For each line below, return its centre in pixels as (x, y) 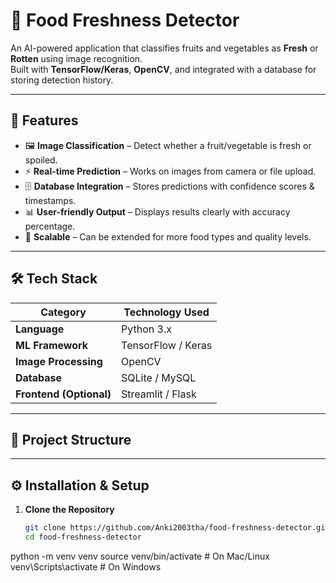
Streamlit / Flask (159, 394)
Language (40, 329)
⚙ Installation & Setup (80, 485)
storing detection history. (62, 80)
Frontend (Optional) (63, 394)
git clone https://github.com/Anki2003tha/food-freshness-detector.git (177, 528)
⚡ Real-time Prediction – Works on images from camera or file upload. (170, 171)
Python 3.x (146, 329)
